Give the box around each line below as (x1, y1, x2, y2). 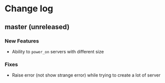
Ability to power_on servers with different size (11, 48, 104, 54)
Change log (4, 3, 53, 14)
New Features (4, 38, 39, 44)
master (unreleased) (4, 23, 70, 31)
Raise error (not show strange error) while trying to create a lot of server (11, 72, 161, 78)
